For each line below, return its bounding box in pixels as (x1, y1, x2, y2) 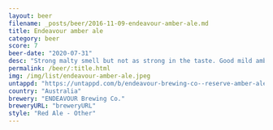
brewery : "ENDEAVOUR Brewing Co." (8, 94, 126, 103)
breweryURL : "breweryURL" (8, 102, 96, 110)
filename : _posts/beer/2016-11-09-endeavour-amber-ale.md (8, 19, 209, 27)
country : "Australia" (8, 86, 82, 95)
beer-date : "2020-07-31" (8, 49, 93, 57)
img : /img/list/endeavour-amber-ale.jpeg (8, 72, 151, 80)
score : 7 (8, 42, 38, 50)
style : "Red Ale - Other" (8, 110, 96, 118)
